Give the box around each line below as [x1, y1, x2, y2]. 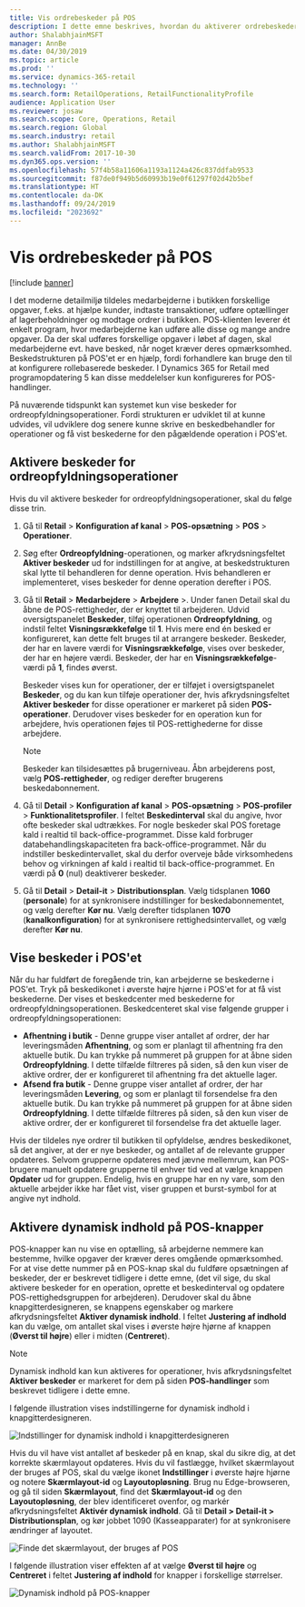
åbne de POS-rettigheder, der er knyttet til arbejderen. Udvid [22, 604, 250, 615]
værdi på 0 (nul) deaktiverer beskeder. [22, 868, 167, 879]
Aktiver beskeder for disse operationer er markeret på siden [22, 698, 250, 709]
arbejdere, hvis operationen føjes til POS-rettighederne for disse [22, 718, 263, 728]
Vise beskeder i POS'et [9, 949, 143, 965]
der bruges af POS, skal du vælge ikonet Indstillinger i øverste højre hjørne [9, 1467, 290, 1478]
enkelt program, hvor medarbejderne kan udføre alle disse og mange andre [9, 324, 290, 335]
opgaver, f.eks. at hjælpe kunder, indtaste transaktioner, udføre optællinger [9, 304, 290, 315]
